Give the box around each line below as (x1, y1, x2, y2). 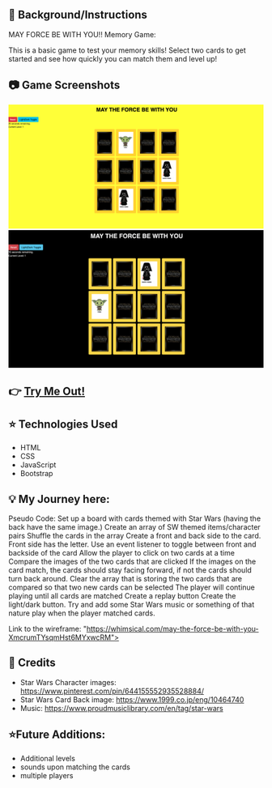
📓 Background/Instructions (8, 8, 148, 22)
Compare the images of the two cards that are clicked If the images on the (8, 556, 257, 566)
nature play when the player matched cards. (8, 608, 155, 618)
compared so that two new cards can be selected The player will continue (8, 582, 255, 592)
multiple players (19, 770, 74, 780)
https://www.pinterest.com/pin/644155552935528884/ (19, 686, 205, 696)
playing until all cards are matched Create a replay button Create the (8, 590, 236, 600)
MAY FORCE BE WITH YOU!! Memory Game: (8, 29, 156, 39)
